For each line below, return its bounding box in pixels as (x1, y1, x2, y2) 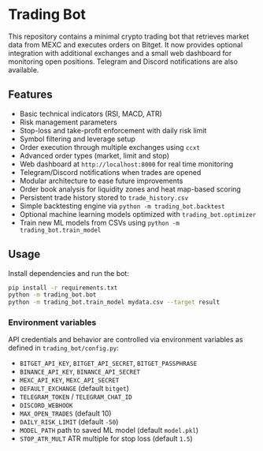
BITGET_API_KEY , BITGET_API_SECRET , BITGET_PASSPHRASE (19, 359, 198, 368)
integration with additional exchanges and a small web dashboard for (8, 48, 232, 58)
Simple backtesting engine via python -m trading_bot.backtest (19, 201, 226, 211)
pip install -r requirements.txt (8, 284, 118, 292)
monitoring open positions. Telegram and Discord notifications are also (8, 57, 239, 66)
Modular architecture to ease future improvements (19, 176, 183, 185)
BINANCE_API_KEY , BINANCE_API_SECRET (19, 367, 141, 376)
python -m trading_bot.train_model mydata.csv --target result (8, 298, 220, 307)
